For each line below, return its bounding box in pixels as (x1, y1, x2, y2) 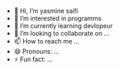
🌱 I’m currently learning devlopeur (13, 22, 113, 30)
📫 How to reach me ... (13, 37, 80, 45)
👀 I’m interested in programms (13, 14, 102, 23)
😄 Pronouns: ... (13, 47, 60, 56)
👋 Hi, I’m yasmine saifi (13, 7, 79, 15)
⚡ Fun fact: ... (13, 55, 53, 63)
